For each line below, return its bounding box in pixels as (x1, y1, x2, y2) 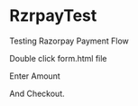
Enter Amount (9, 70, 60, 82)
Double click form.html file (9, 53, 107, 63)
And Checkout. (9, 88, 65, 99)
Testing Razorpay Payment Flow (9, 35, 129, 46)
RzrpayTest (9, 5, 97, 26)
